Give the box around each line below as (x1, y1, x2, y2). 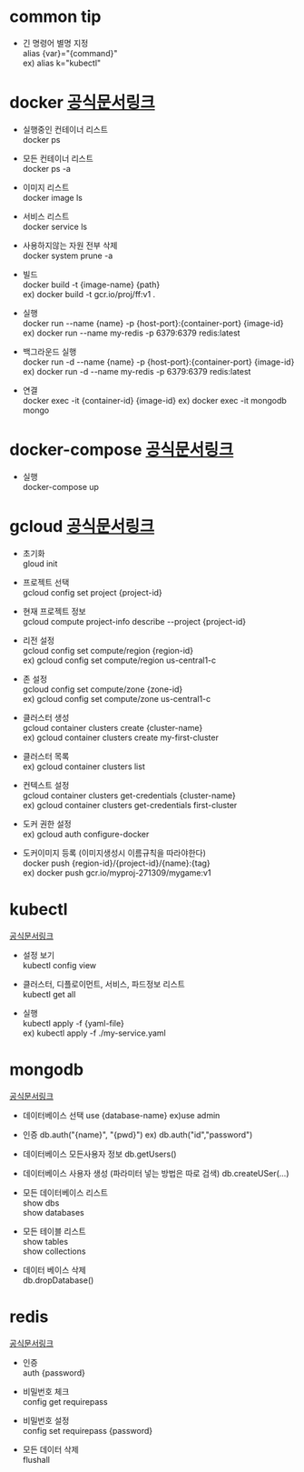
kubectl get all (22, 988, 76, 999)
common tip (9, 6, 102, 27)
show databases (22, 1207, 84, 1217)
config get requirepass (22, 1396, 108, 1407)
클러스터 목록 (22, 750, 70, 761)
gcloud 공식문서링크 (9, 516, 155, 536)
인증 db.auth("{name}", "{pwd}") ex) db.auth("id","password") (22, 1129, 253, 1140)
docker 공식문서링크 (9, 93, 156, 113)
